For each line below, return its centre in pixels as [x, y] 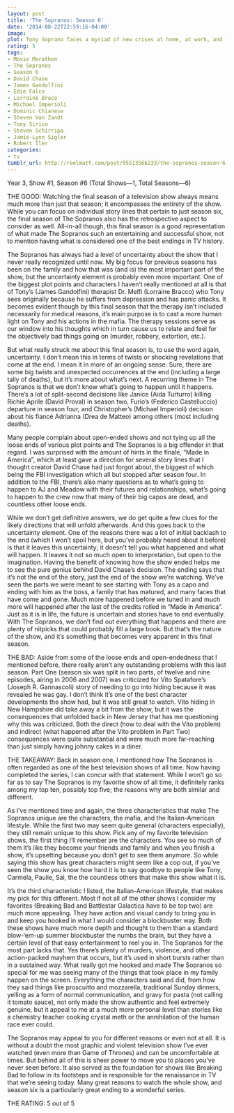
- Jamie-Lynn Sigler [37, 137]
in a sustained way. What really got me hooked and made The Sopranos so [115, 965]
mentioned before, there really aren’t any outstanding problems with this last [117, 665]
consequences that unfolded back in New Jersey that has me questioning [113, 716]
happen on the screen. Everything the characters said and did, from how [111, 980]
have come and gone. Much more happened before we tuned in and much [114, 599]
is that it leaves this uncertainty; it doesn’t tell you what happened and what [116, 547]
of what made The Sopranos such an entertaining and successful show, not [116, 233]
